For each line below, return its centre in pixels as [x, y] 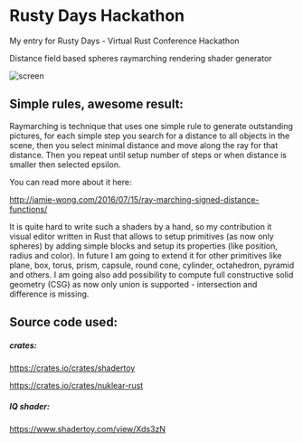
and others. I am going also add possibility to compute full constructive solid [151, 274]
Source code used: [64, 322]
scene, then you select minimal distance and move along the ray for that [144, 145]
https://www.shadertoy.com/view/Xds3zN [87, 429]
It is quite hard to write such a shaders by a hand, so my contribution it [141, 226]
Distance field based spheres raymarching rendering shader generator [141, 58]
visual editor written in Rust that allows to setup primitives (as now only [142, 236]
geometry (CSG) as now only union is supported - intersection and [133, 284]
